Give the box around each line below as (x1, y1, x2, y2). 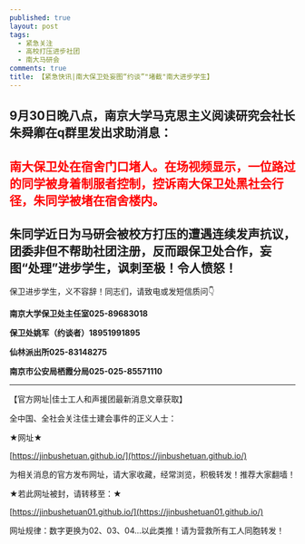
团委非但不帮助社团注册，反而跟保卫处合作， (9, 243, 261, 258)
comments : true (9, 64, 67, 73)
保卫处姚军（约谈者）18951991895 (9, 327, 141, 338)
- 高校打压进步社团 (17, 47, 80, 56)
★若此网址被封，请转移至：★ (9, 489, 123, 500)
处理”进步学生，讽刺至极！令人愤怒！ (27, 260, 238, 276)
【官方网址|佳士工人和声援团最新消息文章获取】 (9, 393, 188, 404)
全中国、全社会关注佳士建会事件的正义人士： (9, 413, 177, 424)
